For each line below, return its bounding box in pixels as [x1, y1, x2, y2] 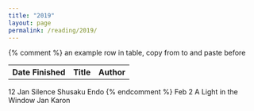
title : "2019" [8, 11, 56, 20]
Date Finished [12, 67, 66, 78]
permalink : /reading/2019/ [8, 26, 98, 34]
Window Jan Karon [8, 95, 71, 105]
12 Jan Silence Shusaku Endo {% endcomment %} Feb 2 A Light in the [8, 86, 238, 96]
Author [98, 67, 125, 78]
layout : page [8, 19, 52, 27]
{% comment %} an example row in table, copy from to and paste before [8, 48, 246, 58]
